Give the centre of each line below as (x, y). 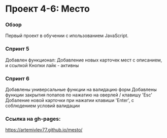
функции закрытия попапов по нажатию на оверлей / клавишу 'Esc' (79, 95)
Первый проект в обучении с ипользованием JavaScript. (67, 36)
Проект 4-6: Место (47, 9)
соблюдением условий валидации (43, 106)
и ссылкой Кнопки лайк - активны (42, 65)
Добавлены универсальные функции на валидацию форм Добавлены (81, 90)
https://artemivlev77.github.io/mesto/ (44, 130)
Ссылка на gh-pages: (33, 119)
